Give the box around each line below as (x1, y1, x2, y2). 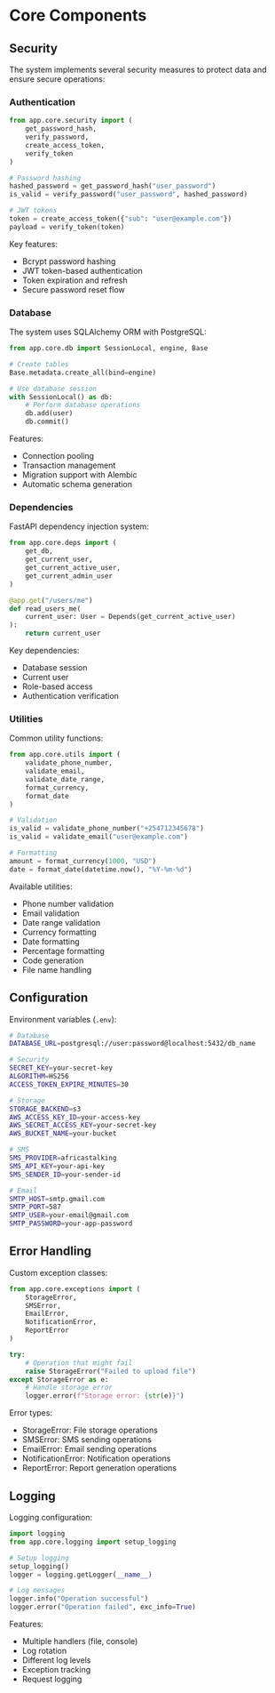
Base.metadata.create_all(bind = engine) (9, 368, 157, 377)
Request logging (21, 1673, 82, 1684)
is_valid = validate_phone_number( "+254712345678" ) (9, 824, 204, 833)
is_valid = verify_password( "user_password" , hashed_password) (9, 190, 248, 199)
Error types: (9, 1408, 53, 1418)
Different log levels (21, 1655, 91, 1665)
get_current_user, (25, 555, 93, 565)
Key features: (9, 238, 58, 249)
